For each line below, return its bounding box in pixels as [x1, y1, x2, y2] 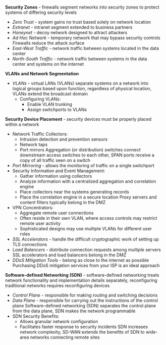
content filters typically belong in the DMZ [19, 199, 106, 205]
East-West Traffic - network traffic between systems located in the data [12, 46, 160, 51]
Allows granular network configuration [19, 319, 98, 324]
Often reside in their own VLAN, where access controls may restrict [19, 215, 158, 221]
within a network [5, 121, 40, 127]
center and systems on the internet [12, 61, 84, 67]
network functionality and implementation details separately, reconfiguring [5, 277, 158, 283]
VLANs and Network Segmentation [5, 71, 79, 76]
